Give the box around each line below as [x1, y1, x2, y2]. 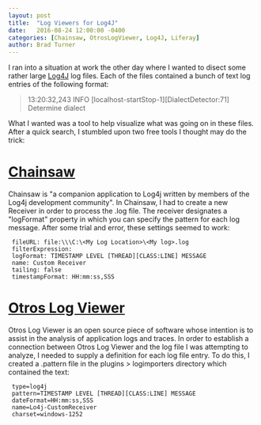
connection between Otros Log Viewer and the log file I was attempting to [8, 342, 249, 351]
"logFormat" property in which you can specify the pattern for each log [8, 214, 240, 224]
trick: [8, 135, 25, 145]
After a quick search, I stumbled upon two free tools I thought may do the [8, 127, 247, 137]
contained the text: [8, 367, 70, 377]
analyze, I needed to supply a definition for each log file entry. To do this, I [8, 351, 251, 360]
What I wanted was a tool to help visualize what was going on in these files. [8, 119, 255, 128]
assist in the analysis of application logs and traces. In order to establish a [8, 334, 249, 343]
